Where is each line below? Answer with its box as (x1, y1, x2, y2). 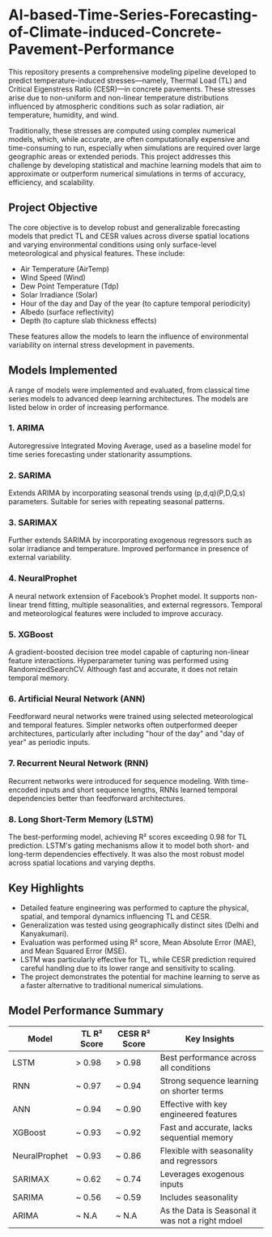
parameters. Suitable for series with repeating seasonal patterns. (8, 497, 225, 507)
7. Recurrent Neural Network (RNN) (8, 758, 149, 769)
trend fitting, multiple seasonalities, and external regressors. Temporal (28, 600, 263, 610)
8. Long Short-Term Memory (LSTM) (8, 813, 154, 824)
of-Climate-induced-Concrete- (8, 23, 223, 41)
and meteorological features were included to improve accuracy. (8, 608, 224, 618)
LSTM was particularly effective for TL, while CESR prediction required (19, 954, 257, 964)
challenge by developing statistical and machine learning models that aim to (8, 160, 261, 169)
